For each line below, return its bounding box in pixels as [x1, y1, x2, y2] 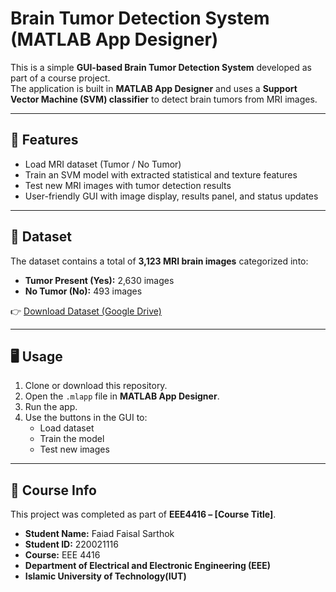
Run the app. [24, 401, 78, 413]
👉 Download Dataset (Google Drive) [10, 305, 162, 317]
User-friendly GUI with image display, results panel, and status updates [24, 190, 319, 202]
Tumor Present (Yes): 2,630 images [24, 274, 175, 286]
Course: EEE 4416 [24, 549, 101, 561]
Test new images [39, 443, 110, 456]
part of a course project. [10, 72, 111, 84]
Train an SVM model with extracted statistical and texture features [24, 168, 298, 181]
